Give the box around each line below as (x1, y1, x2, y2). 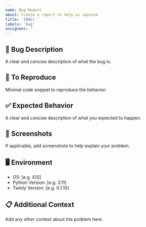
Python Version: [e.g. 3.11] (12, 179, 67, 185)
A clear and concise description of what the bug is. (5, 58, 112, 64)
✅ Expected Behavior (5, 101, 74, 110)
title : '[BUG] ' (5, 17, 39, 22)
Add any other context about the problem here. (5, 216, 104, 222)
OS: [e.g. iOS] (12, 174, 41, 180)
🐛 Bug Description (5, 45, 63, 54)
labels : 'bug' (5, 21, 35, 27)
